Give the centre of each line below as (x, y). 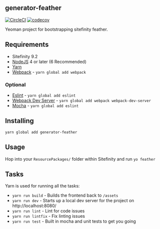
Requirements (27, 45)
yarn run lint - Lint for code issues (48, 211)
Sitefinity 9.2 (25, 56)
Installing (20, 121)
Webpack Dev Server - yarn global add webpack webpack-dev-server (81, 100)
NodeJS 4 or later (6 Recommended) (49, 62)
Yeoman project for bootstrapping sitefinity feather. (57, 29)
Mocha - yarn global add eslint (45, 105)
